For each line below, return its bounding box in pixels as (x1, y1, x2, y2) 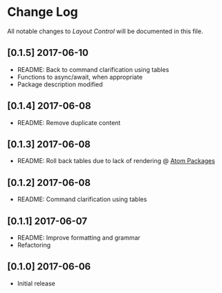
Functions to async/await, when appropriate (17, 73, 143, 81)
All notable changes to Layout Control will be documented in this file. (7, 27, 203, 35)
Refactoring (17, 241, 51, 249)
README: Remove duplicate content (17, 118, 121, 126)
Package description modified (17, 80, 103, 88)
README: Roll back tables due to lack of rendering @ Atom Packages (17, 157, 216, 165)
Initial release (17, 279, 55, 287)
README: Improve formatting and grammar (17, 234, 140, 242)
